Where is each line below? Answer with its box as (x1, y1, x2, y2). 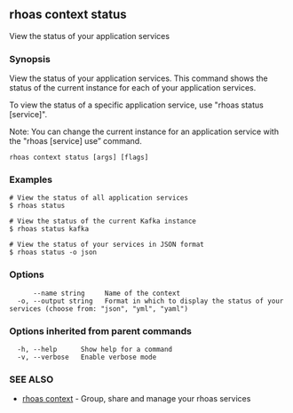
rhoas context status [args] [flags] (9, 153, 149, 163)
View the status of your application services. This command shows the (9, 73, 268, 83)
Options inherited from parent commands (9, 324, 193, 337)
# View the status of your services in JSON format (9, 240, 204, 250)
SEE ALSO (9, 373, 54, 385)
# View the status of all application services (9, 194, 189, 203)
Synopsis (9, 52, 51, 65)
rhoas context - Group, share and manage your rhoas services (21, 393, 251, 404)
